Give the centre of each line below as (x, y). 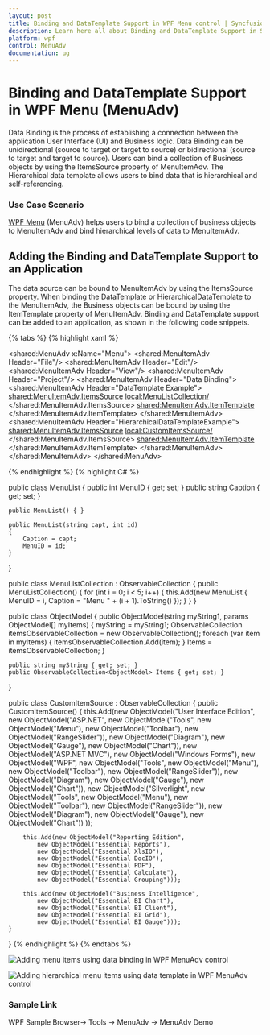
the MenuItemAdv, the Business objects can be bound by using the (119, 305)
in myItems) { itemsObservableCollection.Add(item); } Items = (110, 642)
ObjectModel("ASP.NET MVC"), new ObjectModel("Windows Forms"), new (132, 755)
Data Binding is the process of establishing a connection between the (123, 132)
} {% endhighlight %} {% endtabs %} (70, 944)
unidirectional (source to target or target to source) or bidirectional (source (132, 149)
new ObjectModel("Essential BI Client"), (108, 908)
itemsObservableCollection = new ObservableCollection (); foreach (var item (134, 634)
